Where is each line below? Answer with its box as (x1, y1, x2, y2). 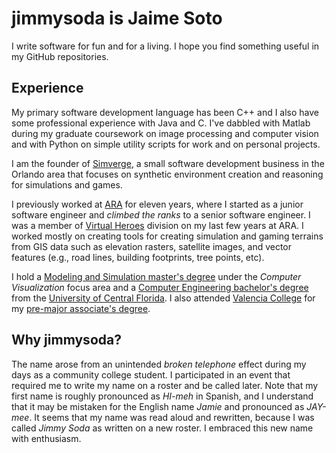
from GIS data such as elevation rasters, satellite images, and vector (11, 240, 293, 252)
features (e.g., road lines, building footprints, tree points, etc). (11, 251, 265, 263)
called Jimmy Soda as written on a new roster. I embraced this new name (11, 422, 314, 434)
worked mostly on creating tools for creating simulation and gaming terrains (11, 230, 324, 242)
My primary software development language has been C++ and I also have (11, 106, 320, 118)
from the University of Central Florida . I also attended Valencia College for (11, 292, 316, 304)
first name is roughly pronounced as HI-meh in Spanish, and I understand (11, 390, 314, 402)
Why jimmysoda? (11, 332, 122, 349)
